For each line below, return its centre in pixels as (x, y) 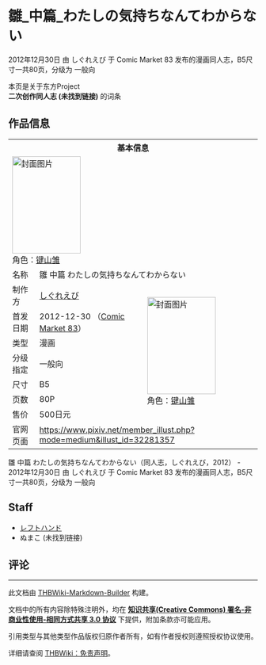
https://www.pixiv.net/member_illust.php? (117, 430)
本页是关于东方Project (44, 86)
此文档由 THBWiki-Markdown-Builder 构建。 (80, 593)
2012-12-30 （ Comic (82, 316)
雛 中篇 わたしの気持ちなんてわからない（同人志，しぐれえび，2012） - (125, 462)
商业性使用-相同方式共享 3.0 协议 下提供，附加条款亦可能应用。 (112, 620)
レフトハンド (40, 527)
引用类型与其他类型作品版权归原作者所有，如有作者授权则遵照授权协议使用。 (133, 636)
